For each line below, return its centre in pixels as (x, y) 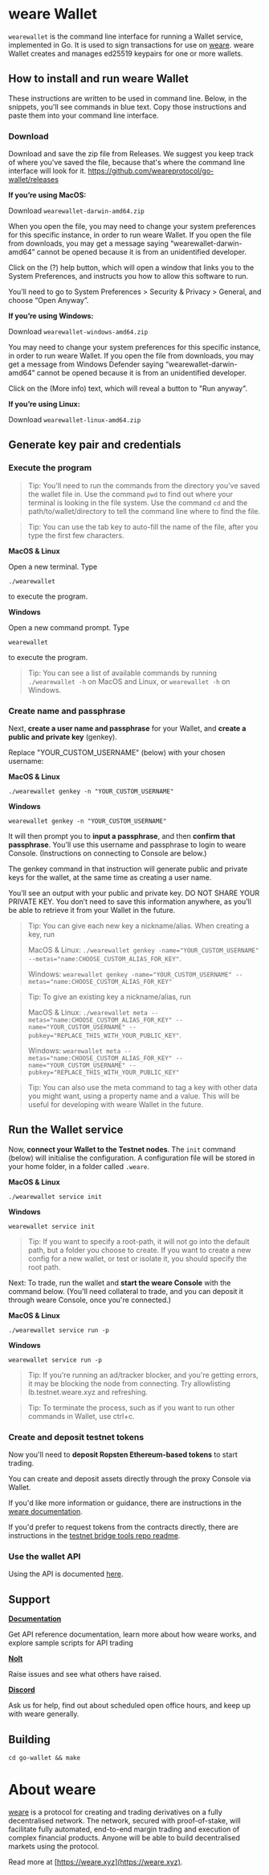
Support (29, 1599)
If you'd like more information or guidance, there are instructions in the (125, 1503)
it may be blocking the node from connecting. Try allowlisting (129, 1383)
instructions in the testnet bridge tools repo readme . (94, 1536)
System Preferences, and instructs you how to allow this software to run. (128, 276)
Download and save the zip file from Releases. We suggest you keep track (131, 154)
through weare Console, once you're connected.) (90, 1300)
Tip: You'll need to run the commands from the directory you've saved (144, 485)
